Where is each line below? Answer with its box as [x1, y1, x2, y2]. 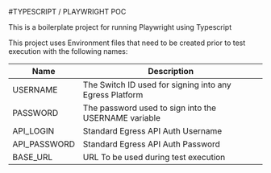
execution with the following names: [8, 47, 128, 56]
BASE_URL [12, 152, 53, 163]
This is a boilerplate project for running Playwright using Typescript [8, 23, 232, 31]
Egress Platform [82, 89, 144, 100]
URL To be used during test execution [82, 152, 226, 163]
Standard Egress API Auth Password [82, 138, 220, 150]
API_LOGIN [12, 126, 55, 136]
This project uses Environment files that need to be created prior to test [8, 38, 246, 47]
